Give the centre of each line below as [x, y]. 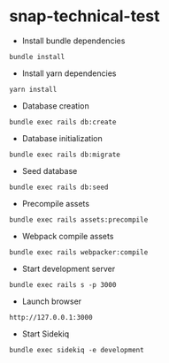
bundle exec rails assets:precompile [79, 219]
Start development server [69, 268]
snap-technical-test [84, 16]
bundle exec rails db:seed [59, 187]
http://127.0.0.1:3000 [51, 317]
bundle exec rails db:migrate [65, 155]
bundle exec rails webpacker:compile [79, 252]
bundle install [37, 57]
